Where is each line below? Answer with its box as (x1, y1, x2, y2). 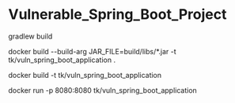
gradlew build (8, 31, 53, 41)
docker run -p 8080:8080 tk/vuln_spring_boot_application (8, 85, 198, 95)
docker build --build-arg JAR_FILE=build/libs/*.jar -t (8, 46, 176, 56)
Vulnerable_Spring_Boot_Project (8, 6, 227, 24)
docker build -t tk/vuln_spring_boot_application (8, 70, 162, 79)
